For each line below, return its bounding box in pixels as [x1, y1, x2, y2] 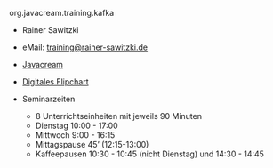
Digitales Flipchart [21, 76, 89, 87]
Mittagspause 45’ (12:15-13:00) [35, 140, 149, 149]
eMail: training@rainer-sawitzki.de [21, 42, 149, 52]
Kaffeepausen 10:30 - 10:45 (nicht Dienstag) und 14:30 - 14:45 [35, 148, 265, 159]
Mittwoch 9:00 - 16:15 [35, 130, 116, 140]
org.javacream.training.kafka [9, 8, 115, 18]
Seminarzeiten [21, 93, 76, 104]
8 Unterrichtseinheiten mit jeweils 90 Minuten [35, 111, 203, 121]
